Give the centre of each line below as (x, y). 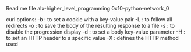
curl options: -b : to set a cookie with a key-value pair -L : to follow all (89, 19)
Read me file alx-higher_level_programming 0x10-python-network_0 (88, 8)
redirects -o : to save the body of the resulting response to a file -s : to (90, 26)
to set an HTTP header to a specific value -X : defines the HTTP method (92, 38)
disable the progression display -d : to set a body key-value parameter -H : (95, 32)
